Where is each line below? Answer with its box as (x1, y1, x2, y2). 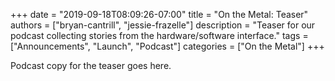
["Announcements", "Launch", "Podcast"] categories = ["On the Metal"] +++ (10, 40, 325, 52)
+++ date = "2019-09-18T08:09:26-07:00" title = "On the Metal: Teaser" (10, 9, 309, 20)
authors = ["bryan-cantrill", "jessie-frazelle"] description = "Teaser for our (10, 19, 316, 31)
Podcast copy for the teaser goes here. (10, 60, 172, 71)
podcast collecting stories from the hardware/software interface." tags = (10, 30, 309, 41)
